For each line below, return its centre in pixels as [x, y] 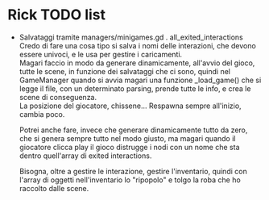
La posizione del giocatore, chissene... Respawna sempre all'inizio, [130, 106]
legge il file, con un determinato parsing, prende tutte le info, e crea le [135, 88]
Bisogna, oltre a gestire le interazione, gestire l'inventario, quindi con [133, 171]
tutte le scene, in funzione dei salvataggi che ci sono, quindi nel [125, 71]
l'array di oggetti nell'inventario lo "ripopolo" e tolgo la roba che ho [130, 180]
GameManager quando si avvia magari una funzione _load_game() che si [140, 80]
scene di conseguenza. [58, 97]
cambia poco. [42, 114]
